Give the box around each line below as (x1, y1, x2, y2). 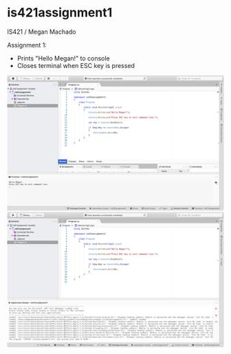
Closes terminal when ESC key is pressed (16, 61, 135, 69)
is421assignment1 (7, 5, 113, 21)
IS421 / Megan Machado (7, 27, 77, 36)
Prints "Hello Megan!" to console (16, 54, 110, 63)
